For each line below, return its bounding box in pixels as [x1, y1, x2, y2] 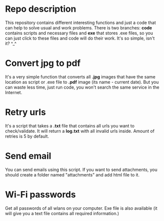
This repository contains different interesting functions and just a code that [5, 20, 156, 25]
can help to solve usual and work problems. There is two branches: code [5, 25, 152, 30]
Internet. [5, 89, 23, 95]
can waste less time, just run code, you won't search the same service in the [5, 84, 160, 90]
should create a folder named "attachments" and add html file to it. [5, 172, 140, 177]
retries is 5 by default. [5, 133, 49, 139]
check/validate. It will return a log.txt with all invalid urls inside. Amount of [5, 128, 155, 134]
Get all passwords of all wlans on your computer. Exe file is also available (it [5, 205, 158, 211]
